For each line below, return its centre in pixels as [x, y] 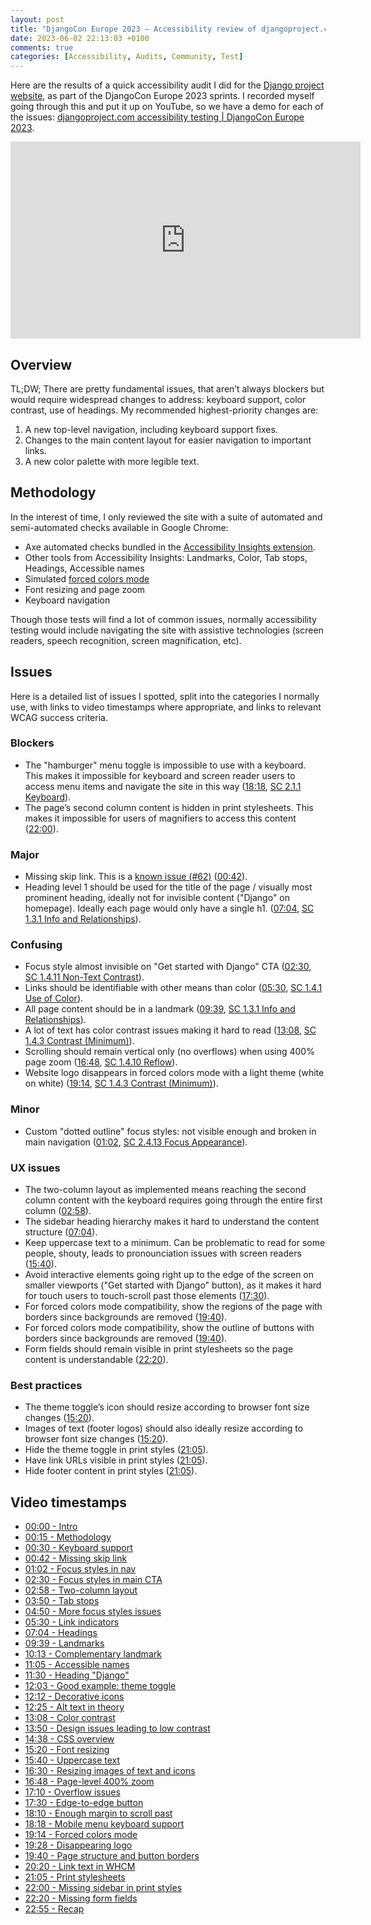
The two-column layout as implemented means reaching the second [165, 1190]
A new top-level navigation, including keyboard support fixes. [151, 429]
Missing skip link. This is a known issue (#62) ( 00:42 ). [136, 877]
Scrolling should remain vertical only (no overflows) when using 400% [169, 1052]
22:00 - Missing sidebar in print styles [103, 1888]
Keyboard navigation [67, 600]
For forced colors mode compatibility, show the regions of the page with [173, 1307]
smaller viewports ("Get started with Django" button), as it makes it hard [173, 1285]
